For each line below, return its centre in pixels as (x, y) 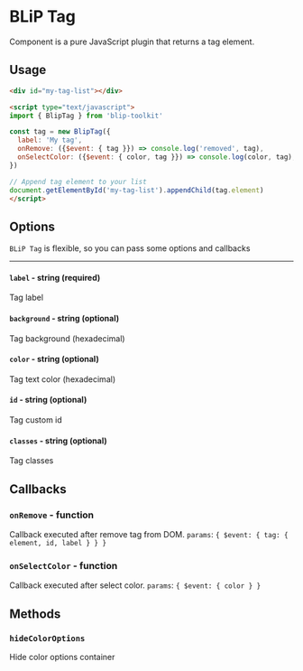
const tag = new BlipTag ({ (60, 132)
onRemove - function (52, 515)
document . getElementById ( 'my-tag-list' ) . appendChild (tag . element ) (137, 190)
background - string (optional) (64, 318)
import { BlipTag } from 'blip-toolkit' (87, 116)
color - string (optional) (54, 359)
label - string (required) (55, 277)
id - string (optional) (48, 400)
